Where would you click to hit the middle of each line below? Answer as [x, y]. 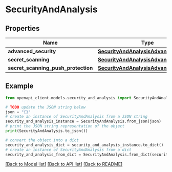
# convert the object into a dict [42, 140]
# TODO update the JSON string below [46, 107]
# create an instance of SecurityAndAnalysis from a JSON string [76, 117]
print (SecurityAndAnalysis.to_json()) [47, 131]
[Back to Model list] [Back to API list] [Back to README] [64, 164]
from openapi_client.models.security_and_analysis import [68, 98]
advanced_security [32, 51]
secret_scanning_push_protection [50, 68]
